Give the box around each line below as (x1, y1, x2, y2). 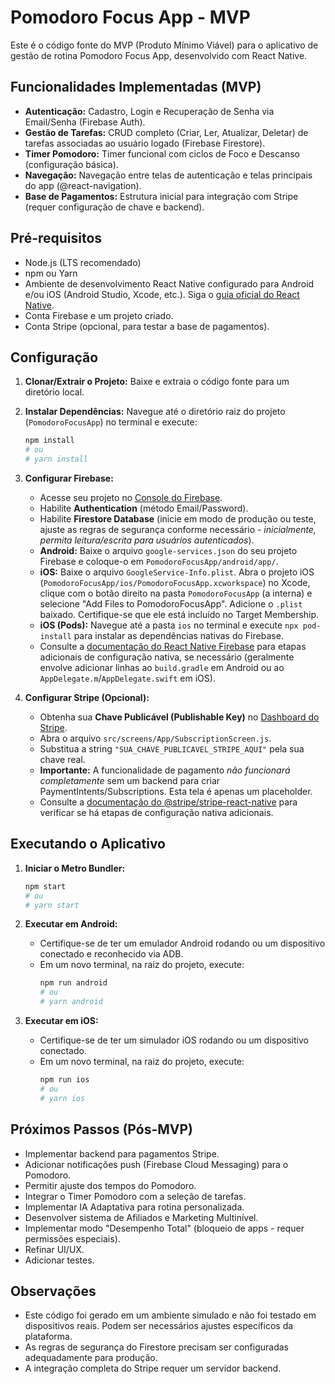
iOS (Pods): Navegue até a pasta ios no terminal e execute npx (39, 619, 299, 631)
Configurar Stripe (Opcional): (24, 692, 150, 703)
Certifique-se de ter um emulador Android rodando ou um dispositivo (39, 937, 326, 950)
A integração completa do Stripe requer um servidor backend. (24, 1362, 282, 1375)
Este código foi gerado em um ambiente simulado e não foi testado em (24, 1309, 317, 1321)
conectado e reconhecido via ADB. (39, 948, 184, 960)
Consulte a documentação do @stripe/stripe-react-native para (39, 796, 298, 808)
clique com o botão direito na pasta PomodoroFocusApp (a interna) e (39, 587, 313, 599)
